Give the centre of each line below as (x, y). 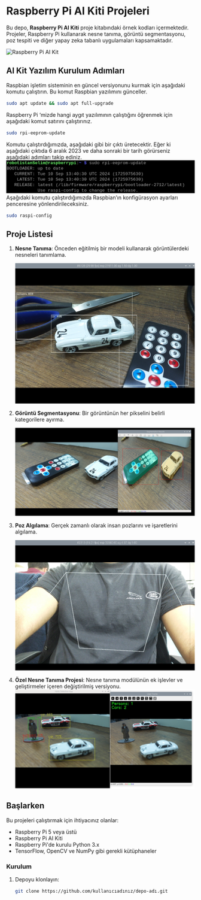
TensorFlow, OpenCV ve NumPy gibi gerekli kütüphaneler (86, 851)
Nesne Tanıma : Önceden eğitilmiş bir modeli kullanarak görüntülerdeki (102, 249)
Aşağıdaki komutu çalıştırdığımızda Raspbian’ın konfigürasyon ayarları (92, 197)
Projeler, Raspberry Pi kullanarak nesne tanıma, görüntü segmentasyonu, (96, 34)
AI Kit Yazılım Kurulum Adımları (66, 71)
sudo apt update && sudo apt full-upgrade (60, 103)
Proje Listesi (30, 234)
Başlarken (25, 806)
